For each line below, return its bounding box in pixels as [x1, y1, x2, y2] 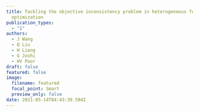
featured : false [6, 69, 46, 75]
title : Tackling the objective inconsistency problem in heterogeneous [6, 8, 187, 15]
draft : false [6, 63, 38, 70]
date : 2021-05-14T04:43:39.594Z [6, 97, 86, 103]
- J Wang [11, 36, 33, 42]
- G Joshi [11, 53, 36, 59]
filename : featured [11, 81, 60, 87]
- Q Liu [11, 42, 31, 48]
